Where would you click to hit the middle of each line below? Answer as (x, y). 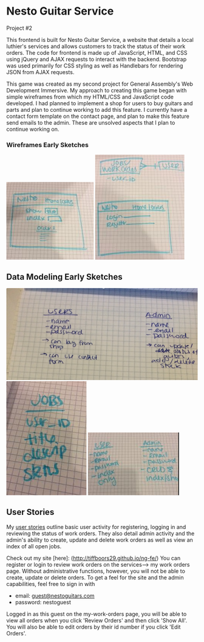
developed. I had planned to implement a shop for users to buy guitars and (100, 103)
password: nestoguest (43, 602)
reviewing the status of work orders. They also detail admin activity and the (100, 533)
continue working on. (33, 129)
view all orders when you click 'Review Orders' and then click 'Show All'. (97, 620)
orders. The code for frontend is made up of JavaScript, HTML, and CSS (97, 52)
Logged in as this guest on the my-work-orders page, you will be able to (97, 614)
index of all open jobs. (34, 546)
